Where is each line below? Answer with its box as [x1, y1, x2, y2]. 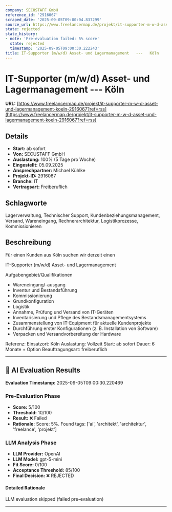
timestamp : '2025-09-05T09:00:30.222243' [10, 46, 100, 51]
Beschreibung [5, 238, 51, 247]
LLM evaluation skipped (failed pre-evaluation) [5, 496, 104, 502]
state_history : [5, 31, 38, 36]
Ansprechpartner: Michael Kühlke [12, 168, 85, 174]
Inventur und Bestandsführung [12, 287, 78, 293]
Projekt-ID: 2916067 [12, 173, 56, 179]
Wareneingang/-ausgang [12, 281, 66, 288]
